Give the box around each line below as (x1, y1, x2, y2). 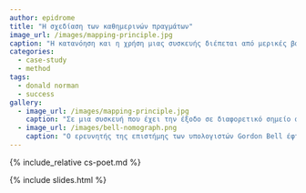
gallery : (9, 97, 43, 107)
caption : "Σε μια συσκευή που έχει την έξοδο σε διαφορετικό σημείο (25, 115, 291, 124)
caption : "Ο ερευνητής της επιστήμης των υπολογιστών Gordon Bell (25, 132, 283, 141)
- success (17, 89, 55, 98)
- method (17, 65, 51, 74)
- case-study (17, 56, 67, 65)
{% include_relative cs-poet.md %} (9, 157, 141, 168)
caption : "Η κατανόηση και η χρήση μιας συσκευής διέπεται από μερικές (9, 38, 287, 48)
